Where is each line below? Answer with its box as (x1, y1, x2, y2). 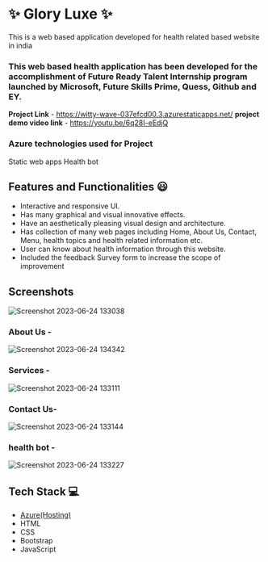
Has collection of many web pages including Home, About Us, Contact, (19, 227, 257, 237)
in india (8, 40, 33, 50)
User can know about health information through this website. (19, 244, 226, 254)
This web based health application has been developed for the (8, 61, 258, 72)
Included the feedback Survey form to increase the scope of (19, 253, 221, 262)
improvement (19, 262, 65, 271)
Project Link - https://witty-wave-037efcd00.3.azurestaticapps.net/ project (8, 110, 260, 120)
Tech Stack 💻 (8, 484, 80, 498)
